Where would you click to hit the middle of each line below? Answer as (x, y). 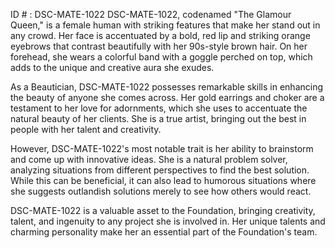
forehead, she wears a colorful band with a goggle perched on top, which (161, 57)
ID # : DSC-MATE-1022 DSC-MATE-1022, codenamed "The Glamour (151, 14)
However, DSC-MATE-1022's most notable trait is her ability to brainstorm (162, 148)
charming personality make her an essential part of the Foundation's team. (164, 232)
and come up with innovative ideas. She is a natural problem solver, (149, 159)
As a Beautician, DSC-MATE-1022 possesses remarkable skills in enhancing (167, 87)
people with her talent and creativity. (86, 129)
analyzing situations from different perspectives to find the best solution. (160, 170)
